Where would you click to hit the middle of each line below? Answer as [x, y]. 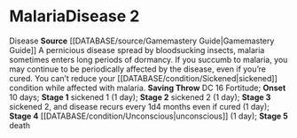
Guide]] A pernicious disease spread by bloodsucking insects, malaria [137, 50]
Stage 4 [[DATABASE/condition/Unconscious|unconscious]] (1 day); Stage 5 [148, 116]
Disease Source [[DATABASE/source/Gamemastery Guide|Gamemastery [142, 41]
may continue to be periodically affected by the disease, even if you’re [138, 69]
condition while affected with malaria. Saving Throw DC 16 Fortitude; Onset [148, 88]
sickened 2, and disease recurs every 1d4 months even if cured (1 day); [140, 106]
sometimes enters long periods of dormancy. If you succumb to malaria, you [148, 59]
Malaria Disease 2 [74, 16]
